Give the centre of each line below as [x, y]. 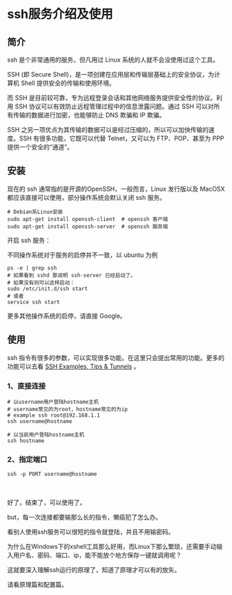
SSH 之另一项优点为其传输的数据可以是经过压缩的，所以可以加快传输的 [108, 130]
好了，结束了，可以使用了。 [47, 502]
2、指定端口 [27, 459]
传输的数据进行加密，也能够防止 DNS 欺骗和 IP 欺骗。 [89, 115]
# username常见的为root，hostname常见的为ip [67, 409]
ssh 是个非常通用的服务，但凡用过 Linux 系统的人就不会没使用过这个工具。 [113, 60]
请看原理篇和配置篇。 [37, 585]
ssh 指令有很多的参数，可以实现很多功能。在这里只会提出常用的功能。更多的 [116, 357]
